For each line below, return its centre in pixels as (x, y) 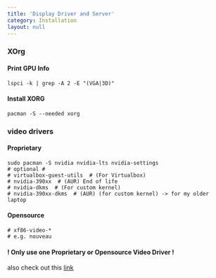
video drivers (31, 131)
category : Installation (42, 20)
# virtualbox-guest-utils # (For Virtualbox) (77, 175)
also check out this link (40, 267)
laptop (17, 200)
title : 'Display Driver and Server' (61, 14)
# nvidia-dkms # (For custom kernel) (64, 187)
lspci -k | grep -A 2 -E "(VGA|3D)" (61, 83)
